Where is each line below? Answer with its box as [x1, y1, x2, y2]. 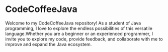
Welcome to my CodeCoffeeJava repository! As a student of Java [5, 20, 141, 26]
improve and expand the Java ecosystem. [5, 41, 92, 47]
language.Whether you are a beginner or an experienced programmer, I [5, 30, 153, 36]
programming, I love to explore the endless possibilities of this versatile [5, 25, 152, 31]
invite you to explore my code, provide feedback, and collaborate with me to [5, 36, 163, 42]
